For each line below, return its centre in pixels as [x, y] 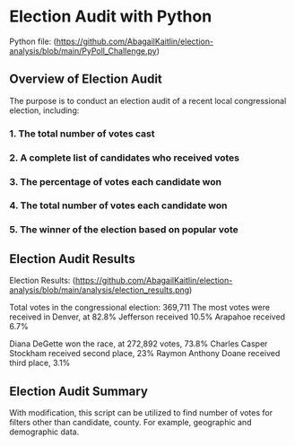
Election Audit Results [73, 259]
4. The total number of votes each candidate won [118, 206]
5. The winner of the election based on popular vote [124, 230]
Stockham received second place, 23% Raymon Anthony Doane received [145, 354]
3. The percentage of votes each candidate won [116, 181]
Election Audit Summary [78, 391]
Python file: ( [33, 41]
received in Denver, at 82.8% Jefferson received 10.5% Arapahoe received [147, 317]
